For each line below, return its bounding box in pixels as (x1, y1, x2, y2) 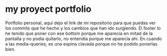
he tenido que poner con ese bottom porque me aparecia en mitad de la (5, 30, 153, 36)
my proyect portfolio (5, 3, 92, 15)
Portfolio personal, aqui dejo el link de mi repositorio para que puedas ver (5, 20, 156, 26)
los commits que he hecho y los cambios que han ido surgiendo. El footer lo (5, 25, 161, 31)
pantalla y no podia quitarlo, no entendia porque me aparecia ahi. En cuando (5, 36, 162, 42)
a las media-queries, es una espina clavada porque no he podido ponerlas (5, 41, 158, 47)
